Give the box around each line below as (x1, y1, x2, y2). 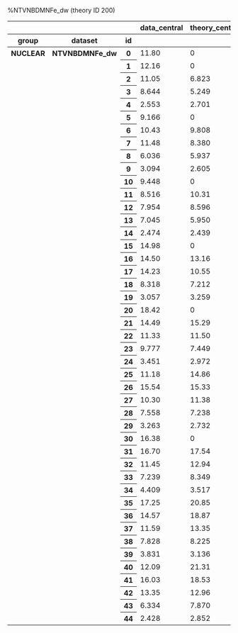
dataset (71, 35, 98, 45)
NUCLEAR (11, 49, 45, 58)
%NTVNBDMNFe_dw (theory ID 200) (7, 6, 115, 14)
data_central (140, 23, 183, 33)
